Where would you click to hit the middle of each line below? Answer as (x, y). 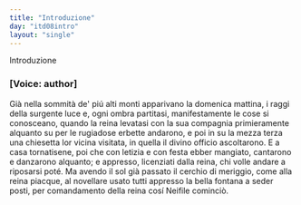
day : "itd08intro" (44, 26)
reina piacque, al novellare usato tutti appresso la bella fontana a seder (141, 181)
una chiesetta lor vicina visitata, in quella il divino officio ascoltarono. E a (145, 142)
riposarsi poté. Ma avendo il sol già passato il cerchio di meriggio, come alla (151, 171)
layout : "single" (42, 34)
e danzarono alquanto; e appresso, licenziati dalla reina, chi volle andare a (147, 161)
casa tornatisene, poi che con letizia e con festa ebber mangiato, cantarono (150, 151)
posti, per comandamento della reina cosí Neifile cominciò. (119, 190)
